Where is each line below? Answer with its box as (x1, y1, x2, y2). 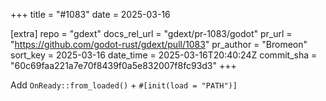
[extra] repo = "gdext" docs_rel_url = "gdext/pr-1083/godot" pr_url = (10, 28, 293, 39)
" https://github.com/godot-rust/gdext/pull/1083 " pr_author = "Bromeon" (10, 39, 308, 50)
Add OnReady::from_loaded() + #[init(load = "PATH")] (10, 79, 238, 91)
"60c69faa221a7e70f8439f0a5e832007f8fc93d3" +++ (10, 60, 237, 71)
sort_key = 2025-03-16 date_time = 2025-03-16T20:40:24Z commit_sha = (10, 49, 318, 61)
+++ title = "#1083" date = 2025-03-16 (10, 9, 171, 20)
